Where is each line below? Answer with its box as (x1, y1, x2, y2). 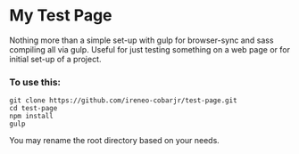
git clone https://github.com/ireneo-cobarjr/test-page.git (9, 96, 238, 105)
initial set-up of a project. (9, 53, 102, 64)
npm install (9, 112, 54, 121)
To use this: (9, 76, 61, 88)
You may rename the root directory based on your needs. (9, 135, 220, 146)
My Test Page (9, 5, 113, 26)
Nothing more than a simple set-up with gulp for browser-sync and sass (9, 35, 274, 45)
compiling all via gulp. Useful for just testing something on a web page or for (9, 44, 290, 54)
